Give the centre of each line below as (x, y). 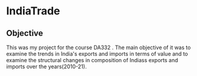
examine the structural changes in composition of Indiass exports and (92, 60)
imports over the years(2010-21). (46, 66)
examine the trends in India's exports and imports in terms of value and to (97, 54)
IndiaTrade (33, 11)
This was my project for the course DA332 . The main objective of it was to (99, 47)
